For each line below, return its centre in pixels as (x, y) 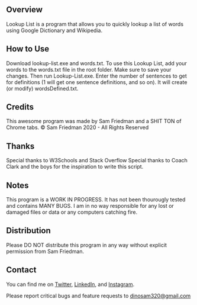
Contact (21, 270)
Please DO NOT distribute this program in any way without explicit (87, 245)
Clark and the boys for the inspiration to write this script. (75, 167)
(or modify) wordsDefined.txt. (42, 88)
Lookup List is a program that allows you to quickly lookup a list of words (95, 24)
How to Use (28, 49)
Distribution (29, 231)
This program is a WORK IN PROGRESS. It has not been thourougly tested (96, 200)
